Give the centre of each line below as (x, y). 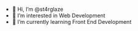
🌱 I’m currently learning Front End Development (72, 22)
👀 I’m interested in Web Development (59, 15)
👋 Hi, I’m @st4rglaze (38, 9)
